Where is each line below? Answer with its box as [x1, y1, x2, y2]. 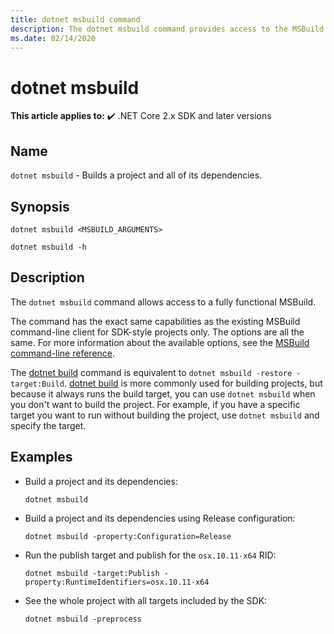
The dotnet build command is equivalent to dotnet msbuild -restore [10, 366, 293, 378]
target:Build [10, 379, 65, 389]
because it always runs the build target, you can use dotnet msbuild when [10, 387, 316, 400]
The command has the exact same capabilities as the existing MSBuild [10, 315, 301, 327]
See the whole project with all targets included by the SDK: [24, 594, 268, 606]
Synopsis [10, 198, 70, 215]
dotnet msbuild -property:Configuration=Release [24, 531, 232, 541]
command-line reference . [10, 347, 116, 359]
